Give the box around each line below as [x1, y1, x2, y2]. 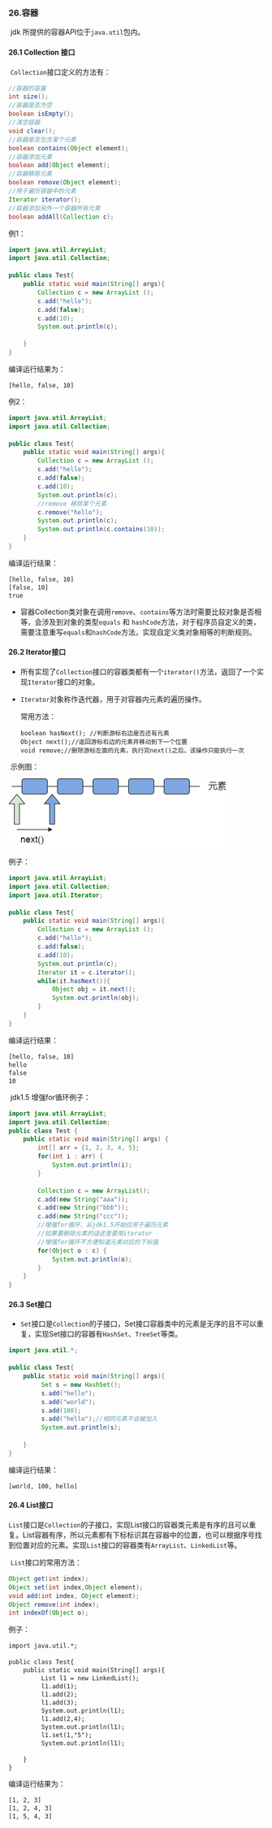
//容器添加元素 [8, 153, 53, 161]
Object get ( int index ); [8, 1575, 89, 1583]
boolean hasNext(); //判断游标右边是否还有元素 [19, 730, 170, 738]
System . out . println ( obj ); [51, 994, 140, 1003]
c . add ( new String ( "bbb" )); [37, 1204, 129, 1212]
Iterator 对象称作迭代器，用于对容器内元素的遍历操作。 [19, 695, 207, 704]
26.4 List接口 [8, 1501, 54, 1510]
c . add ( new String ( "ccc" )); [37, 1212, 129, 1220]
